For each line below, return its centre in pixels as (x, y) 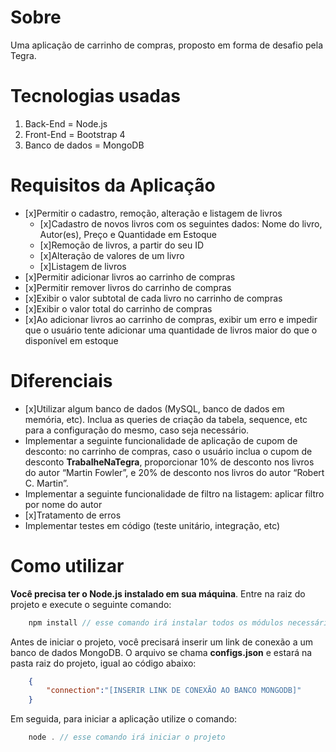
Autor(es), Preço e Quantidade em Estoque (128, 234)
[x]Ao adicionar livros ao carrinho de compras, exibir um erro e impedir (171, 319)
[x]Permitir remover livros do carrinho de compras (128, 287)
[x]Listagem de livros (83, 266)
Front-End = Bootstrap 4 (75, 134)
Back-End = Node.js (66, 123)
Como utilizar (67, 565)
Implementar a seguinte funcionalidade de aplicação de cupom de (161, 440)
